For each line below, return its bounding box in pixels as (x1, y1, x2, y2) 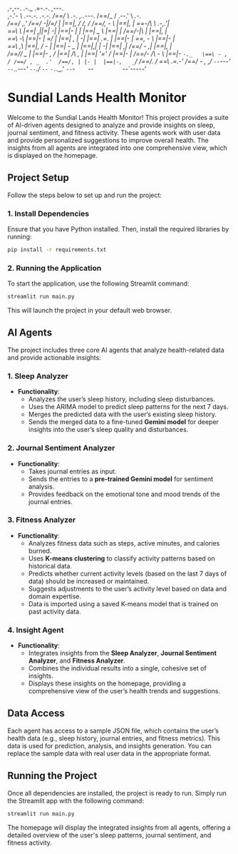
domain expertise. (28, 592, 82, 601)
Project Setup (7, 172, 70, 184)
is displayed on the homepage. (7, 151, 98, 159)
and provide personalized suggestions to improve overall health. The (7, 136, 209, 144)
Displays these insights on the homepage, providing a (28, 679, 187, 688)
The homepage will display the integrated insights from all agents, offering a (7, 823, 231, 832)
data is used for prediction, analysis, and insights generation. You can (7, 741, 212, 750)
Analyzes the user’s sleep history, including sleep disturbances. (28, 395, 215, 403)
